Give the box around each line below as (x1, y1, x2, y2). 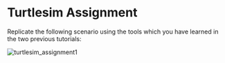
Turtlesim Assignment (7, 5, 138, 21)
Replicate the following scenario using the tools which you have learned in (7, 27, 219, 36)
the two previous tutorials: (7, 34, 82, 42)
